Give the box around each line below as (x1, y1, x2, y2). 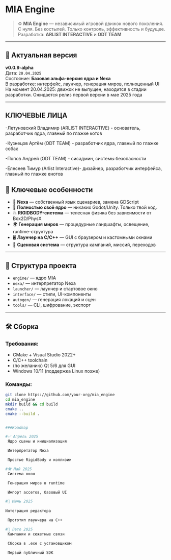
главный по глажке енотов (5, 171, 63, 177)
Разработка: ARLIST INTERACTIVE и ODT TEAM (17, 31, 122, 37)
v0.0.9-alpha (5, 64, 34, 70)
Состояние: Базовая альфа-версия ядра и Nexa (5, 75, 111, 81)
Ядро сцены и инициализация (7, 439, 67, 444)
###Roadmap (5, 425, 28, 430)
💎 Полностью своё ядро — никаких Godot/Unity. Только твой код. (12, 204, 157, 210)
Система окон (7, 471, 36, 476)
